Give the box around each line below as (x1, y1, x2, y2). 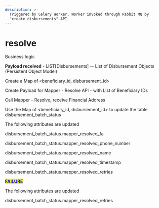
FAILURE (5, 178, 23, 184)
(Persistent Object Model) (5, 68, 58, 74)
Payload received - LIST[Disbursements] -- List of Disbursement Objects (5, 63, 155, 69)
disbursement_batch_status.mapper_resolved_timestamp (5, 159, 121, 165)
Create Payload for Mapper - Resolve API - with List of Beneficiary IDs (5, 88, 148, 93)
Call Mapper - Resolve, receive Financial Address (5, 97, 106, 103)
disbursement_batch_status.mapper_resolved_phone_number (5, 141, 131, 147)
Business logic (5, 54, 35, 59)
